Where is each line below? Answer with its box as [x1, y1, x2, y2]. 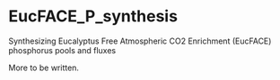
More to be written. [8, 62, 80, 73]
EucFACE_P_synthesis [8, 6, 179, 27]
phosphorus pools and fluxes [8, 44, 117, 55]
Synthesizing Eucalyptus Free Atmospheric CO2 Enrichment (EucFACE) [8, 36, 272, 46]
